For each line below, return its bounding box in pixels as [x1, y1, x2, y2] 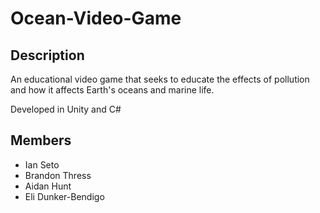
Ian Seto [24, 158, 60, 171]
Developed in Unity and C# [10, 103, 122, 115]
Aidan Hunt [24, 180, 72, 192]
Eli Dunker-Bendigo [24, 190, 105, 202]
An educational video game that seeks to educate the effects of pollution [10, 73, 310, 85]
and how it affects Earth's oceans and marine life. [10, 84, 215, 96]
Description [10, 47, 85, 64]
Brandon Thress [24, 169, 92, 181]
